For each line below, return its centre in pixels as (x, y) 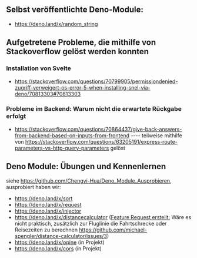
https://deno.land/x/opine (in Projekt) (59, 242)
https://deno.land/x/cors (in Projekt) (58, 248)
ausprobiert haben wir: (34, 187)
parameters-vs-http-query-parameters (62, 148)
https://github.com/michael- (113, 230)
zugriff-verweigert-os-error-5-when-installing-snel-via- (82, 87)
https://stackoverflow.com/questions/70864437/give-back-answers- (98, 129)
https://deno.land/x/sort (44, 198)
